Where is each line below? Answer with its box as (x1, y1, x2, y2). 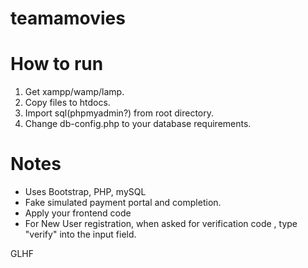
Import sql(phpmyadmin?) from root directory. (24, 107, 215, 119)
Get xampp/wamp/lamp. (24, 86, 125, 98)
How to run (10, 53, 104, 76)
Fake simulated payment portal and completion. (24, 197, 222, 209)
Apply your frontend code (24, 207, 132, 219)
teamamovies (10, 7, 126, 30)
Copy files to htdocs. (24, 97, 111, 109)
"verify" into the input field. (24, 228, 137, 241)
